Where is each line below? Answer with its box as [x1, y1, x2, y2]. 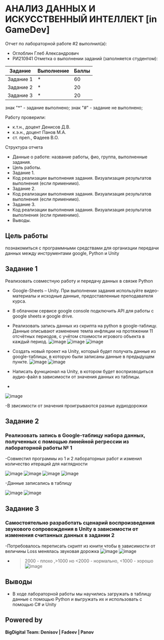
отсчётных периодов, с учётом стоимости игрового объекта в [12, 333, 145, 339]
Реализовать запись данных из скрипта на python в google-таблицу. [12, 322, 158, 328]
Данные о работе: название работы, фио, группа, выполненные [12, 154, 148, 160]
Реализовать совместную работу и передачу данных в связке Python [5, 278, 154, 284]
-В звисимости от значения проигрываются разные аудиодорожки [5, 403, 148, 409]
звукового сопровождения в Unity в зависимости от [5, 526, 139, 533]
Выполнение [37, 67, 69, 74]
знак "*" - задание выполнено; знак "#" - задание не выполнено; [5, 105, 143, 110]
